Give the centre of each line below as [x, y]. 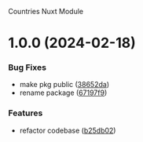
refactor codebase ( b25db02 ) [68, 130]
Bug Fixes [27, 67]
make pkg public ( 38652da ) [64, 85]
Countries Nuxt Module [46, 11]
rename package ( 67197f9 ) [63, 93]
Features [26, 113]
